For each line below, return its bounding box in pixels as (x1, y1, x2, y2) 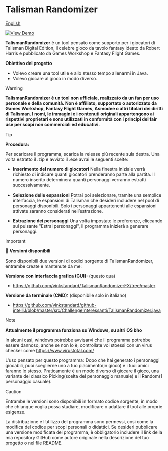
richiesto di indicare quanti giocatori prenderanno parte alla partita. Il (12, 171, 155, 177)
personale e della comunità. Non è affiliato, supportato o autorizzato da (5, 100, 157, 106)
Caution (5, 388, 22, 394)
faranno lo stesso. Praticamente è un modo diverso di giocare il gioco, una (5, 368, 159, 374)
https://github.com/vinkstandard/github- (12, 302, 97, 308)
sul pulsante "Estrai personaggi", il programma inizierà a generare (12, 223, 149, 229)
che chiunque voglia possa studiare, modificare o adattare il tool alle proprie (5, 403, 163, 409)
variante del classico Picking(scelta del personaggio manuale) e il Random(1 (5, 373, 162, 379)
